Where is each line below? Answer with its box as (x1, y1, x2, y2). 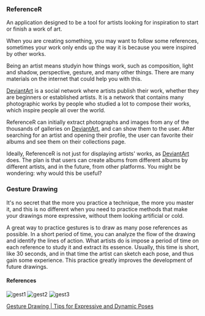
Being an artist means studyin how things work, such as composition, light (6, 62, 194, 69)
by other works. (6, 50, 46, 58)
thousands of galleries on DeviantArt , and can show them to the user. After (6, 125, 195, 133)
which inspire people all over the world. (6, 107, 106, 114)
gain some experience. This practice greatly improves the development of (6, 256, 193, 264)
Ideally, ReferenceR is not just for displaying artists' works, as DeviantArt (6, 150, 190, 158)
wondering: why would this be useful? (6, 169, 102, 177)
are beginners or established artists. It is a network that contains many (6, 94, 184, 101)
